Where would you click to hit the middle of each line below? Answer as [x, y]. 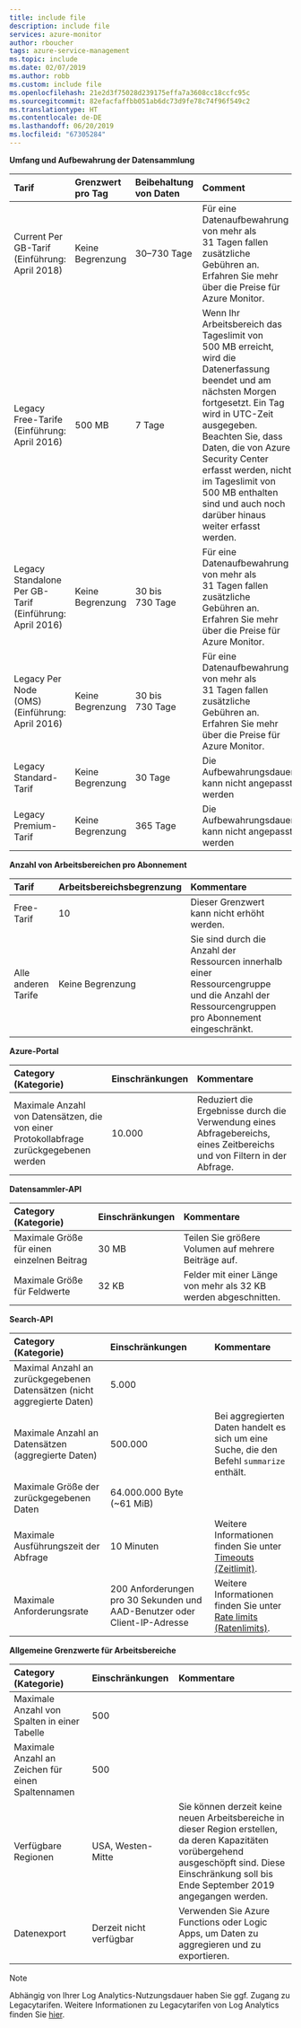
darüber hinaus [234, 514]
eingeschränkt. [222, 1029]
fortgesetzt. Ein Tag [243, 402]
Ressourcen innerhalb [236, 961]
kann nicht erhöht [228, 913]
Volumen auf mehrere [229, 1249]
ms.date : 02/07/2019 [48, 68]
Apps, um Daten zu [219, 1933]
